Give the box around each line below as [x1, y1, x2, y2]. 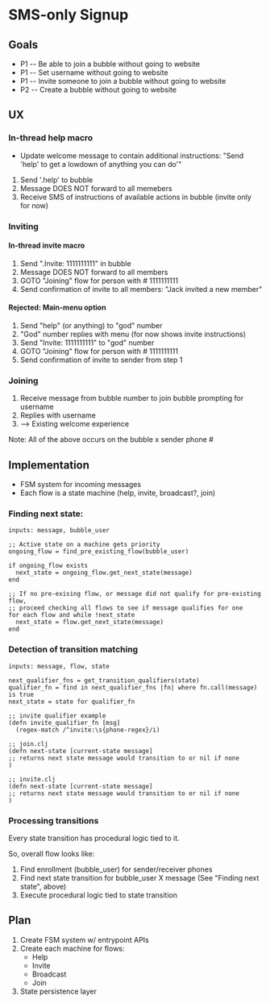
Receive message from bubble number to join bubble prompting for [19, 394, 244, 403]
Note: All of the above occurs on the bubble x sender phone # [8, 435, 214, 444]
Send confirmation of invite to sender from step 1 [19, 355, 183, 365]
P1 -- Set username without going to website [19, 68, 168, 77]
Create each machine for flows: [19, 944, 125, 953]
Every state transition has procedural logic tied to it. [8, 833, 180, 844]
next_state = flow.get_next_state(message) [15, 619, 164, 627]
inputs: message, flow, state [8, 662, 110, 670]
